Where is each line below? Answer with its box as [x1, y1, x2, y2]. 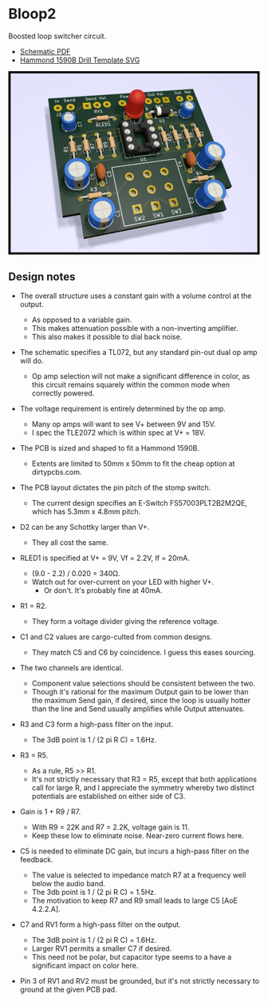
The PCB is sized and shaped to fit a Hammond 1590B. [19, 443, 199, 453]
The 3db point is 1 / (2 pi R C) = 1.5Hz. [31, 888, 157, 897]
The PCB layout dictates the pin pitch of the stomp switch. [19, 483, 211, 492]
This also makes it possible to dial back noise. [31, 332, 183, 342]
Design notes [8, 270, 76, 284]
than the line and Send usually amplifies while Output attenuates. [31, 704, 246, 714]
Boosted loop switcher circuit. [8, 31, 107, 41]
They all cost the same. [31, 538, 109, 547]
